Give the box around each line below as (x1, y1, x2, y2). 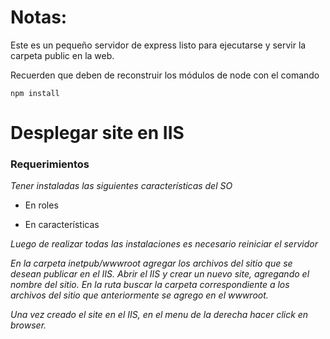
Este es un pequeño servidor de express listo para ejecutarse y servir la (10, 39, 307, 51)
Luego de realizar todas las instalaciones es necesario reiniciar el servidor (10, 238, 318, 250)
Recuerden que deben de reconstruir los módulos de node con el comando (10, 69, 320, 81)
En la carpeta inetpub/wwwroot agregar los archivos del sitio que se (10, 257, 293, 270)
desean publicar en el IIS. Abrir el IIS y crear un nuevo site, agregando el (10, 268, 310, 280)
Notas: (10, 6, 68, 29)
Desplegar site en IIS (10, 122, 185, 145)
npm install (10, 88, 60, 98)
